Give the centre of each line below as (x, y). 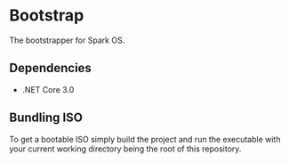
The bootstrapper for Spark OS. (67, 40)
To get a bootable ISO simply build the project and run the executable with (145, 139)
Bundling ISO (46, 118)
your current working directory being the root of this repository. (125, 149)
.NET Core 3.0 (48, 89)
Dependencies (50, 68)
